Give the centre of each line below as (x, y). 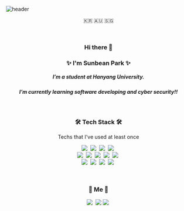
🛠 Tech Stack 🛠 (98, 122)
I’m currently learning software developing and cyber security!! (98, 91)
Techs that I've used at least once (98, 137)
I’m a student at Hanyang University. (98, 77)
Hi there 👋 (98, 47)
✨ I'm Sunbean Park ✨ (98, 63)
